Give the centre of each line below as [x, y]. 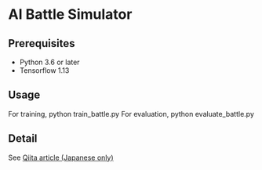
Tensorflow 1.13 [44, 71]
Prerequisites [42, 43]
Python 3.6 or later [49, 62]
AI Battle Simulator [70, 14]
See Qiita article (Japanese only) [61, 157]
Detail [23, 139]
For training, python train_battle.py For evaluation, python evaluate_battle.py [131, 114]
